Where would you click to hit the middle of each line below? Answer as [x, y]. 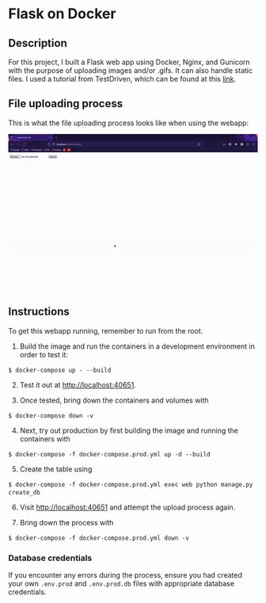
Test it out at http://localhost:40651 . [78, 384]
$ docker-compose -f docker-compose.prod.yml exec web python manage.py [131, 484]
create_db [25, 492]
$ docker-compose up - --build [60, 370]
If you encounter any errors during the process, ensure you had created [125, 575]
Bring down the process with [66, 522]
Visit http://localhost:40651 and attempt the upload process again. [127, 507]
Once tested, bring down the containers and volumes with [114, 400]
